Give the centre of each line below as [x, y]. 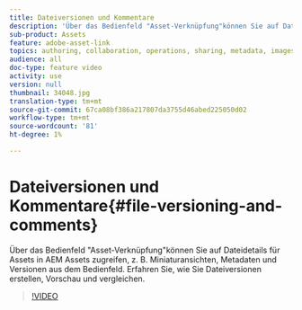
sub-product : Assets [48, 34]
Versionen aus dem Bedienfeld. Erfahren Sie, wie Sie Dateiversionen [136, 269]
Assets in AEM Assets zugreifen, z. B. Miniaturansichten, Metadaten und [143, 259]
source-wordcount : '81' [54, 127]
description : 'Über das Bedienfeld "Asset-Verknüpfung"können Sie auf [144, 26]
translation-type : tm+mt [56, 101]
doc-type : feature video [56, 68]
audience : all [36, 59]
